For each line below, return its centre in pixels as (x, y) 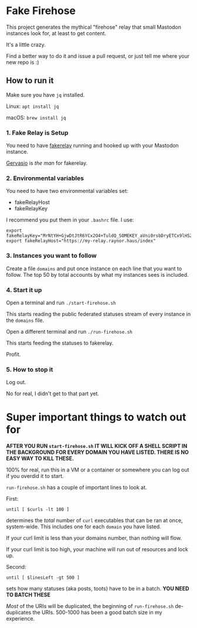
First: (12, 499)
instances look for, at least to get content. (56, 33)
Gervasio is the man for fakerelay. (47, 163)
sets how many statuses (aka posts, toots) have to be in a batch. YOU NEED (98, 589)
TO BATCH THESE (28, 595)
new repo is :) (23, 62)
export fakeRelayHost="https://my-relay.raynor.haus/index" (81, 241)
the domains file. (25, 320)
